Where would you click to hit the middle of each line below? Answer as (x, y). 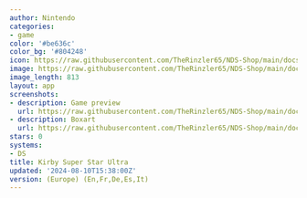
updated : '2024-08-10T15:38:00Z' (73, 171)
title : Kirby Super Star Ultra (69, 162)
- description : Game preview (65, 103)
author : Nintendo (42, 18)
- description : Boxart (53, 120)
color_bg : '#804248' (49, 52)
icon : (20, 60)
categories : (32, 26)
